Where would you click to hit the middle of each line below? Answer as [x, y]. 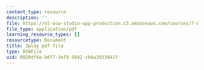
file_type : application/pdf [42, 29]
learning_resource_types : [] [43, 35]
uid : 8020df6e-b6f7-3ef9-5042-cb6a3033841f [62, 57]
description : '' [27, 18]
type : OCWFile [24, 52]
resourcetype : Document [36, 40]
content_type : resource [36, 12]
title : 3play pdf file [35, 46]
